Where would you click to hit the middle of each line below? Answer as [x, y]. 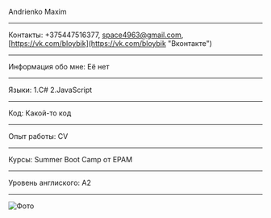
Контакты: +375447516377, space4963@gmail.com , [96, 35]
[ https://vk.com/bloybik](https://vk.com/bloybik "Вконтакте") [110, 43]
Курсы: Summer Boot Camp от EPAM [71, 159]
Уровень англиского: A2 [50, 182]
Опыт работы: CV [38, 136]
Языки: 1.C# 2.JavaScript [50, 90]
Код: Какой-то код [40, 113]
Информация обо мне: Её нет [59, 67]
